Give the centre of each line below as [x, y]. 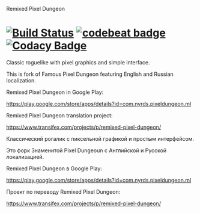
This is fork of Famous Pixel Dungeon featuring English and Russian [90, 74]
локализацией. [25, 156]
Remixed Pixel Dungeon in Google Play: [55, 92]
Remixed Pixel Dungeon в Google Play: [54, 168]
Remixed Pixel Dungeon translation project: [59, 115]
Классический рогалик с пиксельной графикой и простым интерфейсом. [100, 138]
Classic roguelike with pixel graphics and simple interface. [78, 62]
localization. [21, 80]
